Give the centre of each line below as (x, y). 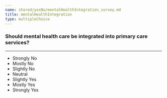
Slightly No (24, 69)
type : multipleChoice (28, 19)
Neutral (20, 74)
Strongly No (25, 58)
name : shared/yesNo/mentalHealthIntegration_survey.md (63, 10)
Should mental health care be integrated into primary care (77, 36)
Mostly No (23, 63)
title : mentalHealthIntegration (39, 14)
